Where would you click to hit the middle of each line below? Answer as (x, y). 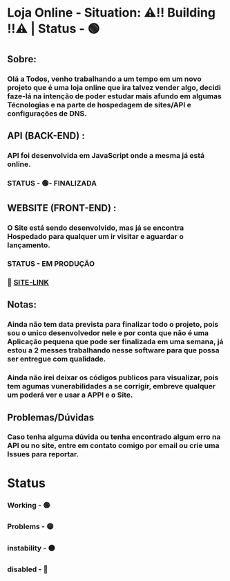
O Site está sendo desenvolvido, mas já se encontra (96, 228)
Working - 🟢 (29, 505)
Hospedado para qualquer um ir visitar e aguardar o (96, 237)
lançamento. (29, 245)
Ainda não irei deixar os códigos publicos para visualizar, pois (113, 377)
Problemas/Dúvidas (51, 417)
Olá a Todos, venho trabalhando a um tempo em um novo (104, 79)
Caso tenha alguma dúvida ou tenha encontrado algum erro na (114, 437)
